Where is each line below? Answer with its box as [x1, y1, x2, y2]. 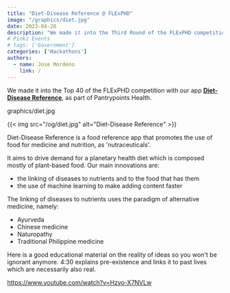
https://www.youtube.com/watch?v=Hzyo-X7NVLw [7, 278, 152, 286]
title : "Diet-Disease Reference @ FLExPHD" [7, 10, 133, 17]
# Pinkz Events [7, 36, 51, 42]
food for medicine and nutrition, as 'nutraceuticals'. [7, 140, 151, 149]
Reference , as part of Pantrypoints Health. [31, 93, 152, 101]
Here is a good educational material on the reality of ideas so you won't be [7, 251, 218, 259]
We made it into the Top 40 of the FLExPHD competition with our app [7, 86, 202, 94]
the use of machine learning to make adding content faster [16, 181, 183, 190]
